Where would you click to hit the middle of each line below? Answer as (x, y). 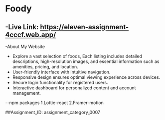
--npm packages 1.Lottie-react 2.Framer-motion (54, 103)
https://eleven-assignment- (84, 27)
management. (27, 93)
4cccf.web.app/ (31, 34)
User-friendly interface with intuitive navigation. (61, 72)
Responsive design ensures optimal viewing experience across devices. (86, 77)
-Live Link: (22, 27)
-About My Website (25, 47)
